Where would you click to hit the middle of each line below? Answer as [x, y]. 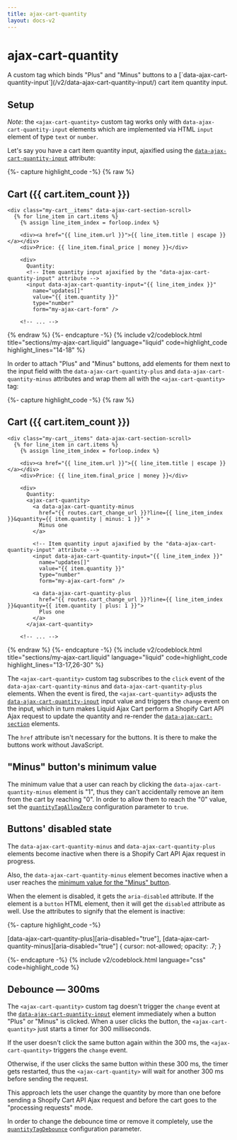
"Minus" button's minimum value [82, 767]
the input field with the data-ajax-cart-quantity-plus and [92, 372]
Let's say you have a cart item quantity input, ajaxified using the [100, 151]
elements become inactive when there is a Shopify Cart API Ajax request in [116, 853]
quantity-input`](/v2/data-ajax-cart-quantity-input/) [82, 83]
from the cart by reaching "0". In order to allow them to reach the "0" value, [117, 799]
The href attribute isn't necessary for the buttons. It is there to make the [112, 737]
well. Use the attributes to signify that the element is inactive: [96, 911]
